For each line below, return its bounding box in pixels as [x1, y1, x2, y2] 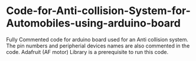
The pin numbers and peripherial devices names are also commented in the [6, 42, 190, 49]
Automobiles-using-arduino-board [6, 16, 181, 30]
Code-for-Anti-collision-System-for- [6, 4, 191, 18]
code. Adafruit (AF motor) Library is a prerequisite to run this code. [6, 48, 169, 55]
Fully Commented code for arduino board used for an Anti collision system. [6, 36, 189, 43]
